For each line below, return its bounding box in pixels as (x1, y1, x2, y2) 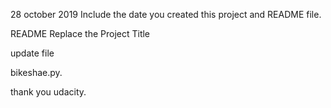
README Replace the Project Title (10, 28, 151, 39)
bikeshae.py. (10, 67, 63, 78)
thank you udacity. (10, 86, 87, 98)
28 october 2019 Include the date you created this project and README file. (10, 9, 322, 20)
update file (10, 47, 55, 59)
